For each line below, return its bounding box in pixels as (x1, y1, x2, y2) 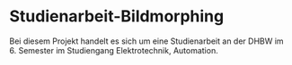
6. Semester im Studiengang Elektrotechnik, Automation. (9, 45, 218, 55)
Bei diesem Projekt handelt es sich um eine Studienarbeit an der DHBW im (9, 36, 285, 46)
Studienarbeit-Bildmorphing (9, 6, 225, 27)
